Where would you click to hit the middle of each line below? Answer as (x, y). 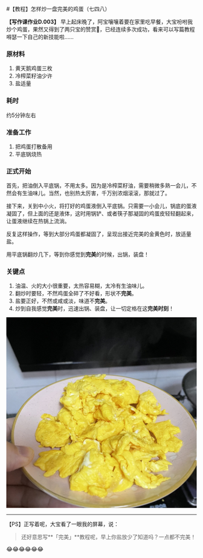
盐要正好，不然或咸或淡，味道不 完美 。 (63, 301)
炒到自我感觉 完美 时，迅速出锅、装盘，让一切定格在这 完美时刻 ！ (94, 309)
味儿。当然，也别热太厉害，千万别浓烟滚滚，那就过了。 (101, 193)
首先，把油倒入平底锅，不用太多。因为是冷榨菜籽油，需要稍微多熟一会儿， (99, 186)
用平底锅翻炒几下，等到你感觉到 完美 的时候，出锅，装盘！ (78, 254)
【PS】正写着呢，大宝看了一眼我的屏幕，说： (63, 524)
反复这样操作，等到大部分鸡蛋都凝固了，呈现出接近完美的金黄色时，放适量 (99, 234)
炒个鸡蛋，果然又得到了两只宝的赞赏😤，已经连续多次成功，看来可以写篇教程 (101, 29)
